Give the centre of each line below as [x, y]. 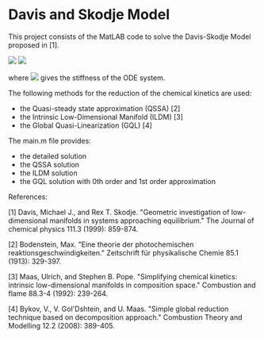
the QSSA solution [50, 164]
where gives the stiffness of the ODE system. [87, 78]
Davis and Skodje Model [89, 15]
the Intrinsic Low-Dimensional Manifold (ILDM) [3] [101, 117]
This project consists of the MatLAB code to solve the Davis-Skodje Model [130, 36]
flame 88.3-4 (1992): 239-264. [58, 293]
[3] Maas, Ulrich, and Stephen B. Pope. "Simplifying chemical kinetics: [123, 276]
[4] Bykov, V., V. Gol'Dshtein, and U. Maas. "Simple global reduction [119, 309]
